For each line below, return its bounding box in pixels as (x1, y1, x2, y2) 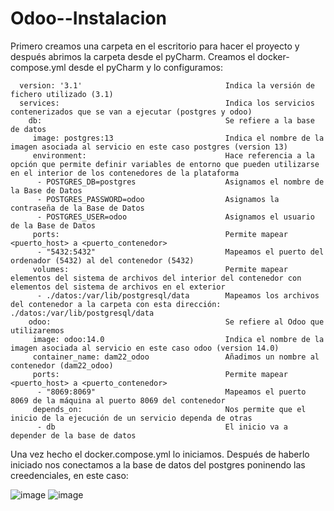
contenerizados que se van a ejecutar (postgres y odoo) (10, 107, 253, 117)
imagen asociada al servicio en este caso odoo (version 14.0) (10, 343, 280, 353)
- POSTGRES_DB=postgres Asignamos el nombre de (36, 177, 325, 187)
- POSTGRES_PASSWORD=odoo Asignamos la (36, 194, 280, 204)
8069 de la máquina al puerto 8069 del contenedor (10, 395, 226, 406)
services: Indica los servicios (19, 98, 315, 108)
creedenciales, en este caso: (10, 469, 129, 481)
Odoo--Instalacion (10, 7, 167, 30)
